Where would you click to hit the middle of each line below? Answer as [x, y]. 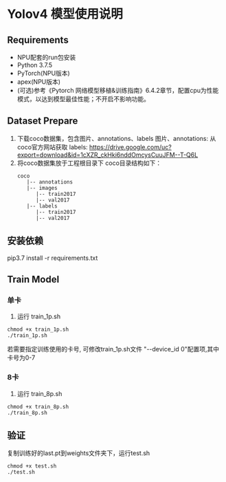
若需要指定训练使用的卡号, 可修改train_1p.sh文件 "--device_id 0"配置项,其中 [113, 349]
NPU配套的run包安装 [46, 57]
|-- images [42, 188]
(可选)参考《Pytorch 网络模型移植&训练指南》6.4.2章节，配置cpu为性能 [118, 90]
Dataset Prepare [43, 121]
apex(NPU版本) [38, 82]
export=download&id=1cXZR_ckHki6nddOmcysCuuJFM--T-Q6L [108, 155]
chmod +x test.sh [32, 466]
